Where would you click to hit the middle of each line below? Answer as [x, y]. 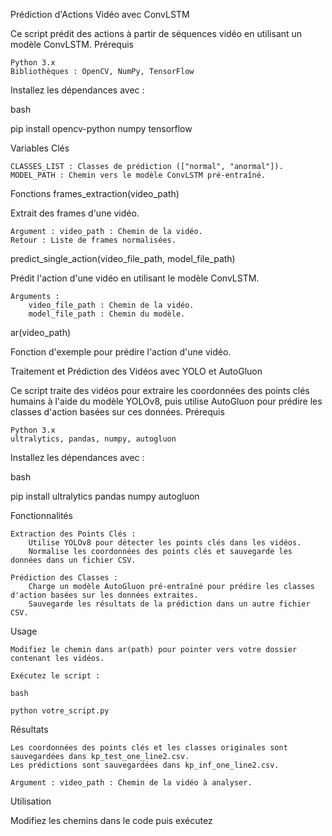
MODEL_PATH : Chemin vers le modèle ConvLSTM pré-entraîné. [138, 175]
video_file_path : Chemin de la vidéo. [111, 305]
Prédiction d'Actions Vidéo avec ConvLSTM [100, 14]
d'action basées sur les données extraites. [104, 595]
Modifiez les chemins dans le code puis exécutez [111, 820]
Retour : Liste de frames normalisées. [93, 240]
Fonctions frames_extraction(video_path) [95, 193]
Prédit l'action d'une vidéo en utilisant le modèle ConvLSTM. [135, 278]
